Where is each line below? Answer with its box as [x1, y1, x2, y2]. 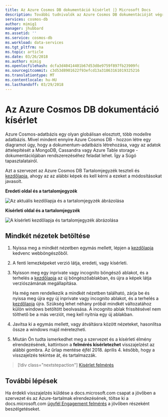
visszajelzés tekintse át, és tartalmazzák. [12, 352, 97, 358]
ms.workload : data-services [5, 40, 64, 45]
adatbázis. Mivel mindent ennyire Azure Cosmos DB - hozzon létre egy [5, 136, 151, 142]
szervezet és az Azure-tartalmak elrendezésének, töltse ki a [5, 395, 129, 401]
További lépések [5, 376, 57, 385]
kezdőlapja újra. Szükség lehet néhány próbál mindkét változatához [12, 301, 151, 307]
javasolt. [5, 178, 22, 184]
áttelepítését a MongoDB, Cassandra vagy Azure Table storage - [5, 147, 138, 153]
